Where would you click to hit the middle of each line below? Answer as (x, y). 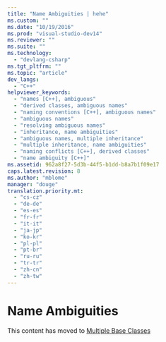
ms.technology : (30, 54)
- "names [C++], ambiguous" (55, 99)
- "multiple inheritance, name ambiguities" (80, 145)
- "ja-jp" (28, 230)
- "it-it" (28, 224)
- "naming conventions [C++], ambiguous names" (85, 112)
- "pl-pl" (28, 243)
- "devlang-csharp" (42, 60)
